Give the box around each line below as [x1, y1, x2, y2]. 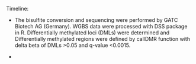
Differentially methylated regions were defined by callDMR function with [14, 36, 191, 42]
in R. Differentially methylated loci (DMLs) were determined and [14, 29, 170, 36]
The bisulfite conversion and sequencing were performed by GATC [14, 17, 178, 23]
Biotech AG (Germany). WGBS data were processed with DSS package [14, 23, 188, 30]
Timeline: [6, 5, 29, 12]
